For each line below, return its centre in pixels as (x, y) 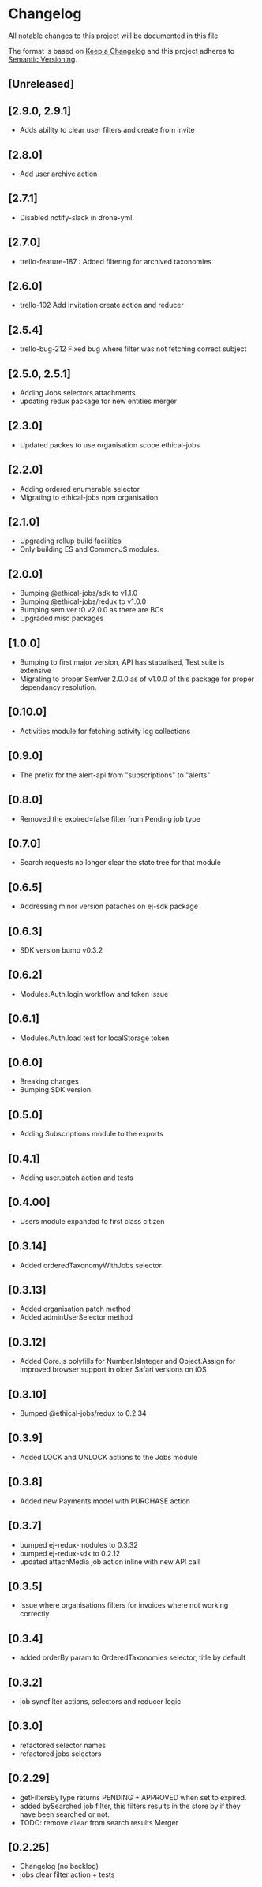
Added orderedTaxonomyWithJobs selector (90, 1265)
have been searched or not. (64, 1814)
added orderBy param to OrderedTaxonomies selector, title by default (133, 1657)
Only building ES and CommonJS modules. (89, 549)
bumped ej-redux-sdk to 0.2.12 (70, 1553)
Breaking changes (49, 1081)
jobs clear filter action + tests (67, 1874)
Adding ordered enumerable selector (80, 489)
